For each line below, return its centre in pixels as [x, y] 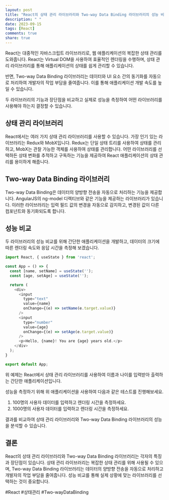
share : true [18, 38]
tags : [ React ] [20, 29]
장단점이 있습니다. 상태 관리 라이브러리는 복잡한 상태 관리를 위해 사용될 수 [82, 462]
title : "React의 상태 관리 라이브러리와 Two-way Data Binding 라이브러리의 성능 [82, 15]
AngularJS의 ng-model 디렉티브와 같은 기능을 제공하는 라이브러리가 [83, 198]
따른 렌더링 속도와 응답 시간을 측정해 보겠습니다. [52, 248]
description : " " [23, 19]
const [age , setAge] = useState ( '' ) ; [49, 276]
